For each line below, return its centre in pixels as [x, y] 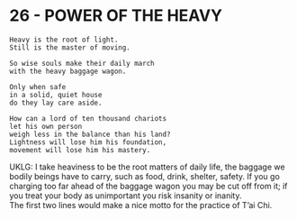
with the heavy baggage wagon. [68, 71]
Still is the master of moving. [70, 47]
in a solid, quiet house [56, 95]
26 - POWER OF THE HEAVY [116, 16]
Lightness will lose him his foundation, [88, 142]
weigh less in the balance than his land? [90, 134]
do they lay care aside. [56, 103]
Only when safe [38, 87]
